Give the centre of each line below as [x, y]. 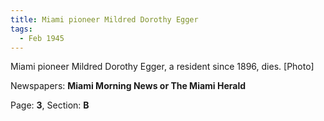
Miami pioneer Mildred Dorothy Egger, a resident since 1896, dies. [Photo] [162, 67]
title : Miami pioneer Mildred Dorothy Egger [104, 19]
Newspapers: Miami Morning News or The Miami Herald [128, 86]
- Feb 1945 [42, 38]
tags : [21, 29]
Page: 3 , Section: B [50, 105]
